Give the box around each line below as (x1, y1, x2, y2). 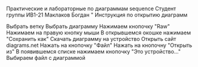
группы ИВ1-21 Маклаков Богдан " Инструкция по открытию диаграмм (6, 11, 188, 18)
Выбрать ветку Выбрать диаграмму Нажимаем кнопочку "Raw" (6, 23, 170, 30)
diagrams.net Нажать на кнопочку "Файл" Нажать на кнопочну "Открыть (6, 42, 193, 49)
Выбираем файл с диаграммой (6, 55, 86, 61)
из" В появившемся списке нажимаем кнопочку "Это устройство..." (6, 48, 181, 55)
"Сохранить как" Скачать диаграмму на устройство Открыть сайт (6, 36, 176, 42)
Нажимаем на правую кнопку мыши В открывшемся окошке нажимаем (6, 29, 191, 36)
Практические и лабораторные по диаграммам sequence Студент (6, 5, 176, 12)
